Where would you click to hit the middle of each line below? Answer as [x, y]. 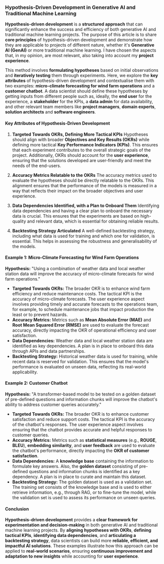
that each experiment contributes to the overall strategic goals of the [81, 150]
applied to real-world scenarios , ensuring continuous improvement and [79, 551]
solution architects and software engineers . [51, 112]
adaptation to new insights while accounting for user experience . [72, 556]
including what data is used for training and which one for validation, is [83, 236]
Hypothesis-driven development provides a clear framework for [71, 520]
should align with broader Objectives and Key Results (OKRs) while [81, 140]
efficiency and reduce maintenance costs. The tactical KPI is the [77, 293]
